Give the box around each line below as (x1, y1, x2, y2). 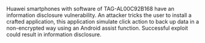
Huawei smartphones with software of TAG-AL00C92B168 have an (6, 5, 174, 12)
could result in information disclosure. (6, 31, 102, 38)
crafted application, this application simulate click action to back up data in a (6, 18, 199, 25)
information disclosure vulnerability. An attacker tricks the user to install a (6, 12, 192, 19)
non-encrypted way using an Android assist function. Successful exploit (6, 24, 188, 31)
